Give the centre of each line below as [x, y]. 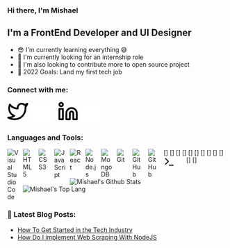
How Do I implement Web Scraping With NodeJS [87, 237]
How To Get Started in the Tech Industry [75, 230]
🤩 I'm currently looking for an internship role [80, 57]
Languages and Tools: [45, 138]
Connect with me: [38, 90]
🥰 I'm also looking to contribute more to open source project [103, 64]
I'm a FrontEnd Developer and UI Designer [100, 33]
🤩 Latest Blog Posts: [42, 215]
